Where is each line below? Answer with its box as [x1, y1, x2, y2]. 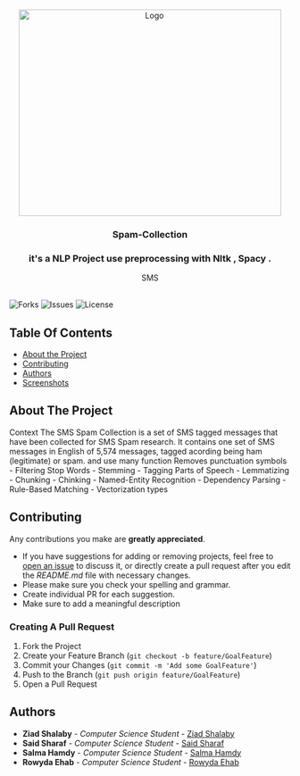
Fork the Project [21, 640, 82, 651]
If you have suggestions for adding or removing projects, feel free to [21, 550, 274, 562]
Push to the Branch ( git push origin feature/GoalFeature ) [21, 669, 241, 680]
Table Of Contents [9, 325, 113, 340]
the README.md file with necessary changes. [21, 570, 191, 580]
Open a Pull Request [21, 679, 98, 689]
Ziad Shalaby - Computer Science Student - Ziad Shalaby [21, 728, 235, 738]
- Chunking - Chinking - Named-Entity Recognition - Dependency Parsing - [9, 474, 287, 485]
